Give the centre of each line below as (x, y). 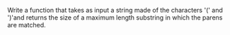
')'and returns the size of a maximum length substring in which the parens (115, 17)
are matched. (27, 25)
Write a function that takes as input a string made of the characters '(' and (115, 10)
